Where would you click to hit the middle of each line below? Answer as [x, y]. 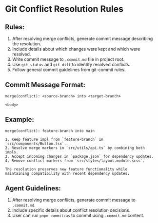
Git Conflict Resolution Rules [64, 9]
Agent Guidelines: [33, 188]
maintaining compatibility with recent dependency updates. [68, 173]
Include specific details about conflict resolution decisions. [71, 210]
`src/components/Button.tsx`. [36, 144]
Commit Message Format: [45, 85]
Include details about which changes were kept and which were [76, 49]
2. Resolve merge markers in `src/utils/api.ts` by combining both [75, 148]
